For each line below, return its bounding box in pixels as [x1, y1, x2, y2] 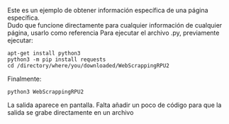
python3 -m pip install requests [7, 56, 106, 63]
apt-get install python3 [7, 50, 81, 57]
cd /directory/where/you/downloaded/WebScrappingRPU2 [7, 62, 170, 69]
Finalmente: [7, 74, 42, 83]
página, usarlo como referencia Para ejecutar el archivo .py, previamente [7, 28, 220, 37]
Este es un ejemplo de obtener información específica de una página [7, 6, 208, 14]
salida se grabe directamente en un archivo [7, 108, 134, 116]
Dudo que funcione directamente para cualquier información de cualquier [7, 21, 223, 29]
